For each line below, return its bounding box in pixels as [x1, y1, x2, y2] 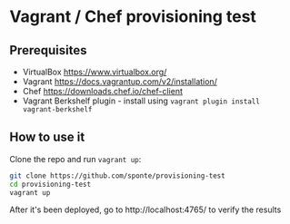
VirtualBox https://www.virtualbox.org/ [22, 66, 167, 77]
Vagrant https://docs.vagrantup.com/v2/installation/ [22, 76, 218, 87]
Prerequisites [9, 43, 87, 58]
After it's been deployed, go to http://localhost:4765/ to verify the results [9, 204, 282, 215]
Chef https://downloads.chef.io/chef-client [22, 86, 184, 96]
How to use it [9, 130, 85, 145]
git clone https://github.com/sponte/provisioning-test [9, 170, 225, 180]
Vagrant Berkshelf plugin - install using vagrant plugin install [22, 95, 261, 106]
